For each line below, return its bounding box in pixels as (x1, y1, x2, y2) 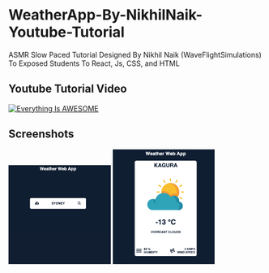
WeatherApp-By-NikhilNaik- (8, 6, 203, 24)
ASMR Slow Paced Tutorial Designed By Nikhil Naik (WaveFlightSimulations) (8, 50, 262, 59)
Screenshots (8, 128, 75, 141)
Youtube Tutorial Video (8, 82, 127, 96)
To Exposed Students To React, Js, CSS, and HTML (8, 58, 180, 68)
